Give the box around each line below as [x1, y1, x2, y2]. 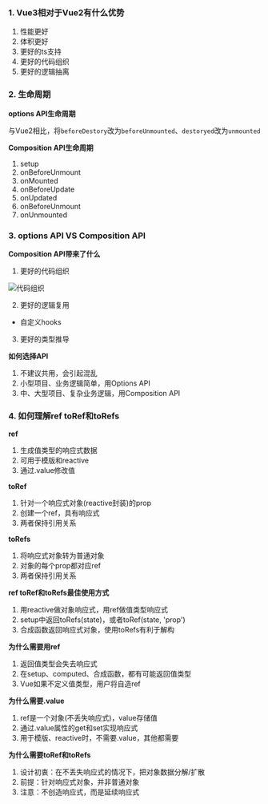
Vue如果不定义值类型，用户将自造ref [19, 679, 142, 689]
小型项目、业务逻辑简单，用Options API [19, 378, 150, 388]
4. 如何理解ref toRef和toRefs [8, 410, 120, 422]
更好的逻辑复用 [19, 300, 70, 309]
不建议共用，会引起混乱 [19, 368, 98, 378]
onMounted [19, 176, 58, 185]
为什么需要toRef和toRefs [8, 750, 91, 760]
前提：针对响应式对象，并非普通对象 [19, 778, 140, 787]
